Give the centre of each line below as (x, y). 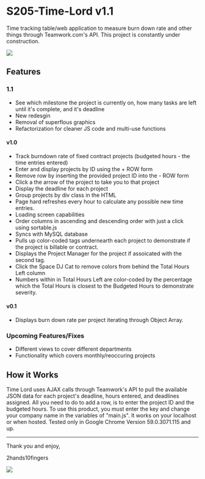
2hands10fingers (27, 458)
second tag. (30, 260)
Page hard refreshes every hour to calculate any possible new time (99, 201)
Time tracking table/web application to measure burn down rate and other (99, 28)
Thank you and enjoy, (34, 446)
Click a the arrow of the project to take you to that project (87, 182)
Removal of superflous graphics (55, 122)
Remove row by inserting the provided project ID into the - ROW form (102, 175)
